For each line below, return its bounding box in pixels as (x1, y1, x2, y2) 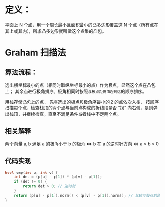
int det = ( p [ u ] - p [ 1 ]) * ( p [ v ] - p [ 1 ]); (14, 174, 102, 180)
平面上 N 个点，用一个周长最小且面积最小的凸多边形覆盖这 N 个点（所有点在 (5, 22, 159, 28)
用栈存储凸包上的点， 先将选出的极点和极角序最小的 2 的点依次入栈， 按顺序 (5, 99, 159, 104)
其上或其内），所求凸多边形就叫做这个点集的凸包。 (5, 28, 107, 34)
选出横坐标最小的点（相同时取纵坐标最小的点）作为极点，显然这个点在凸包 (5, 82, 156, 88)
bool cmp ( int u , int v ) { (5, 170, 58, 175)
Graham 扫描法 (5, 47, 66, 58)
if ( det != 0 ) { (14, 179, 48, 184)
